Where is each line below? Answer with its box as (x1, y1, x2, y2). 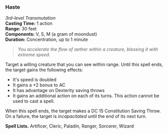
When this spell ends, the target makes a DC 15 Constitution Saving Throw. (5, 108, 161, 114)
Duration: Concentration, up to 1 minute (5, 36, 88, 42)
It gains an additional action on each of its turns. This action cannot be (12, 93, 159, 99)
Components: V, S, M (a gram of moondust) (5, 31, 97, 37)
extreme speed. (17, 52, 51, 58)
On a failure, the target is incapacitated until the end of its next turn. (5, 113, 147, 119)
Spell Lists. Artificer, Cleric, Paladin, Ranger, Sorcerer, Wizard (5, 123, 134, 129)
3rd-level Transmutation (5, 15, 56, 21)
